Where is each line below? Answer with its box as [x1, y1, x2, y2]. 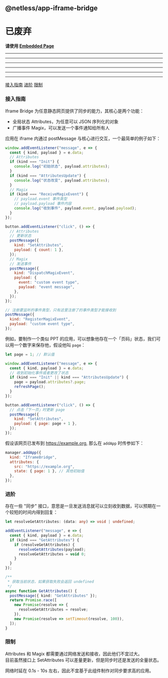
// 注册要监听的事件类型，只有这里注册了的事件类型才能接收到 [5, 307, 116, 312]
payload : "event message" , [18, 284, 75, 289]
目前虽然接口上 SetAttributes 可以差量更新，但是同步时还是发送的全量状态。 [5, 657, 161, 663]
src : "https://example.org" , [14, 464, 75, 469]
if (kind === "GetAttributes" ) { [9, 537, 79, 542]
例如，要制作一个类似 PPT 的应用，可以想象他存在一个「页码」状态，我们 [5, 335, 156, 341]
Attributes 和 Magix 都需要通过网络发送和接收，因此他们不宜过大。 [5, 650, 142, 656]
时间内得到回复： [22, 509, 58, 515]
